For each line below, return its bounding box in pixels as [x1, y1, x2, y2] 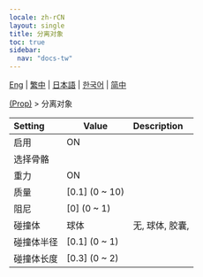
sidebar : [9, 46, 41, 55]
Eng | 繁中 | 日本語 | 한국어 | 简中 [9, 80, 127, 89]
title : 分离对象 [9, 29, 64, 38]
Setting [13, 120, 45, 132]
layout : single [9, 21, 65, 30]
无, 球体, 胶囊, [132, 219, 190, 231]
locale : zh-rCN [9, 12, 65, 22]
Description [132, 120, 184, 132]
